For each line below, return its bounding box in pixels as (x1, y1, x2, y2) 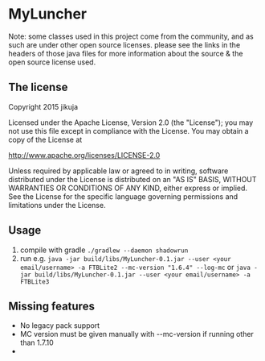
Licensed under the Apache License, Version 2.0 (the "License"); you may (8, 118, 254, 127)
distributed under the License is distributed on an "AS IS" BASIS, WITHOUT (8, 174, 257, 184)
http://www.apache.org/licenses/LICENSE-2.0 (8, 150, 161, 160)
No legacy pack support (19, 321, 100, 330)
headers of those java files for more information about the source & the (8, 48, 243, 58)
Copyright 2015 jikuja (8, 102, 79, 111)
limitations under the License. (8, 200, 106, 210)
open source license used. (8, 57, 96, 67)
